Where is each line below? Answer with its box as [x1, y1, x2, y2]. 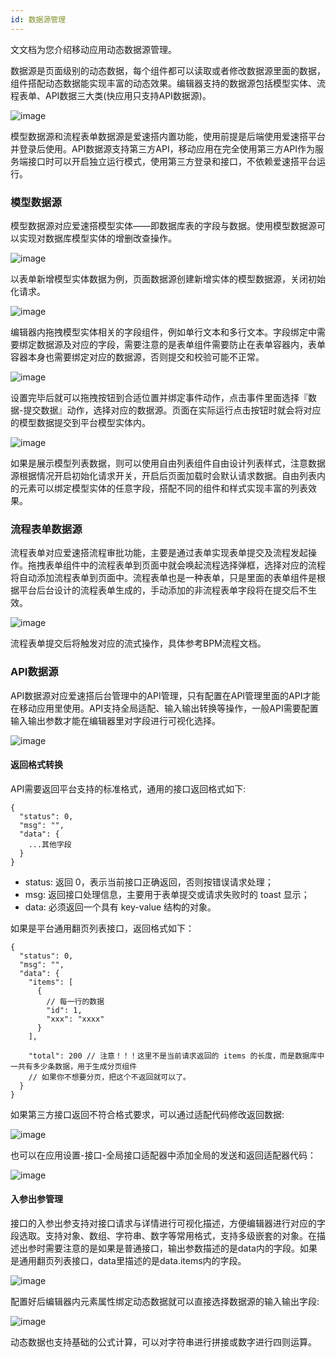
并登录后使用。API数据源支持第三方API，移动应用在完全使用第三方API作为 [10, 142, 316, 155]
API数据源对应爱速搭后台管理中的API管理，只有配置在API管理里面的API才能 [10, 689, 321, 701]
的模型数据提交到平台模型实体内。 [10, 416, 151, 428]
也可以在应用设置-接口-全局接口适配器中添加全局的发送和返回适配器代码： [10, 1149, 317, 1161]
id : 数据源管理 [10, 14, 67, 25]
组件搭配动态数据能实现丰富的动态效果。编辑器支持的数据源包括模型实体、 [10, 77, 317, 89]
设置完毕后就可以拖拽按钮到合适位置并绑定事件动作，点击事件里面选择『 [10, 391, 308, 403]
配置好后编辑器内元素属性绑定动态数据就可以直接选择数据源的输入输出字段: [10, 1295, 320, 1307]
